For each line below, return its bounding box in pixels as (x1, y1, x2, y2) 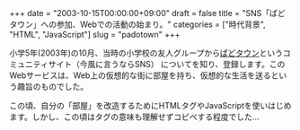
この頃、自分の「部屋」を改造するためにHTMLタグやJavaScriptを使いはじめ (9, 100, 292, 110)
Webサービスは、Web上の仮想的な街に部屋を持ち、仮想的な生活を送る (9, 70, 271, 81)
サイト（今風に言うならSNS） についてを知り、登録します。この (48, 59, 286, 69)
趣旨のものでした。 (16, 82, 88, 91)
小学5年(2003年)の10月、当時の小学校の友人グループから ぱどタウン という (9, 48, 284, 58)
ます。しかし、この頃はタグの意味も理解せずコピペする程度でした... (9, 111, 260, 122)
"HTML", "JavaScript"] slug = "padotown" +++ (9, 30, 181, 39)
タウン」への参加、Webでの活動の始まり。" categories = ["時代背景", (9, 19, 267, 30)
